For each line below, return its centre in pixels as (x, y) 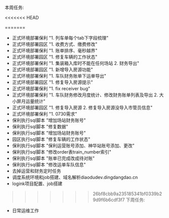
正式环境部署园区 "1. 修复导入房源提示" (52, 82)
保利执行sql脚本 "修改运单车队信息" (49, 165)
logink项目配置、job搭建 (37, 184)
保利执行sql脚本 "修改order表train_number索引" (62, 152)
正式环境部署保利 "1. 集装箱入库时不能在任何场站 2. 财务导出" (76, 63)
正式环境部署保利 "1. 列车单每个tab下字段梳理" (60, 38)
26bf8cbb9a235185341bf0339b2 (128, 194)
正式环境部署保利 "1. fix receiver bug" (51, 88)
